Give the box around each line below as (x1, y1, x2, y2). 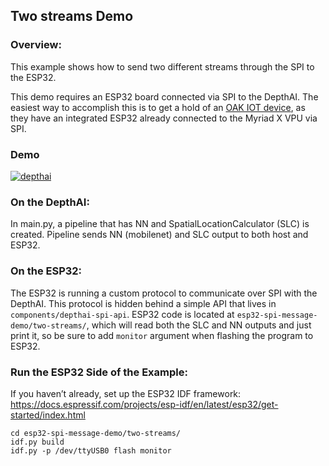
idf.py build (10, 437, 65, 447)
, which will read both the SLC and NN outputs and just (86, 319, 312, 331)
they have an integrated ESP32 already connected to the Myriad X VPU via (10, 112, 318, 124)
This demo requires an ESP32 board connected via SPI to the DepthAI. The (10, 90, 319, 103)
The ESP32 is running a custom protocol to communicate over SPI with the (10, 287, 318, 299)
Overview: (10, 38, 62, 52)
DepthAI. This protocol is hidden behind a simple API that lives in (10, 297, 277, 309)
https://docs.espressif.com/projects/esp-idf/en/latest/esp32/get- (10, 398, 279, 410)
